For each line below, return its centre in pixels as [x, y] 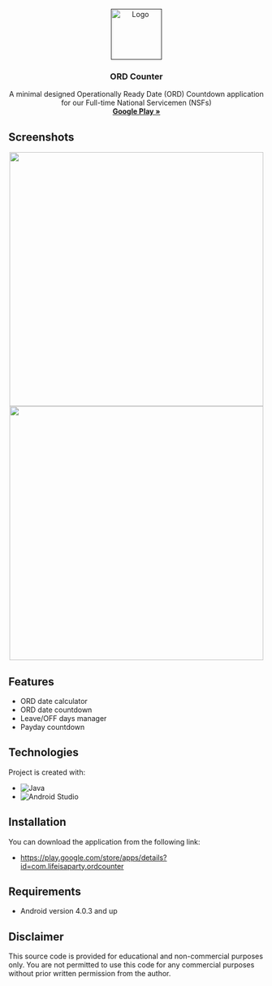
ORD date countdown [56, 710]
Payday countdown [52, 727]
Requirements [45, 891]
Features [31, 682]
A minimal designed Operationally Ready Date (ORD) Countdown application [136, 94]
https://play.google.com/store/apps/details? [93, 858]
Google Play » [136, 111]
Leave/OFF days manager [63, 718]
